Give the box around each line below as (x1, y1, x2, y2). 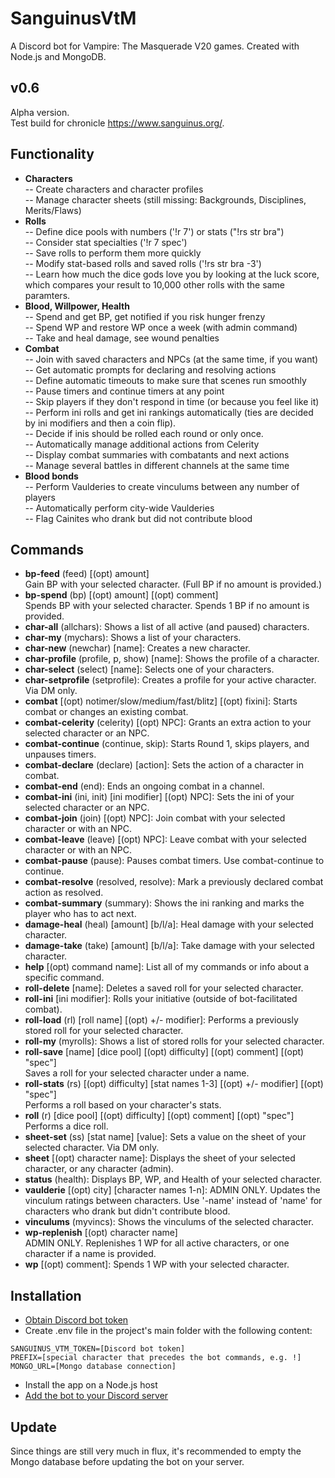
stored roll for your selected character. (24, 1025, 184, 1037)
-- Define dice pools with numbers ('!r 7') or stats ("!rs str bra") (24, 225, 285, 237)
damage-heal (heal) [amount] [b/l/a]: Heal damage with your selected (24, 918, 314, 931)
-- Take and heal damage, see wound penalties (24, 332, 220, 344)
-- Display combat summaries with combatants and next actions (24, 448, 290, 461)
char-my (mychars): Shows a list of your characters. (24, 632, 242, 644)
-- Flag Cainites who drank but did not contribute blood (24, 512, 253, 524)
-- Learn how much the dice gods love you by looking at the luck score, (24, 268, 320, 280)
